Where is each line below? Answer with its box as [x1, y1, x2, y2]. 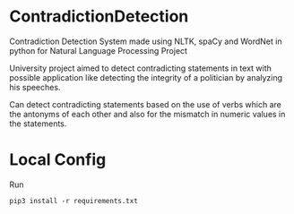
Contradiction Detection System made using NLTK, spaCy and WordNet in [9, 36, 282, 47]
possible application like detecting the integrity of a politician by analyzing [9, 72, 283, 82]
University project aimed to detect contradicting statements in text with [9, 63, 272, 73]
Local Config [9, 150, 107, 170]
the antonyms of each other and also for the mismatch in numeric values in [9, 108, 286, 119]
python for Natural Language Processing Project [9, 45, 188, 56]
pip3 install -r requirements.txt [9, 196, 139, 205]
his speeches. [9, 81, 61, 92]
